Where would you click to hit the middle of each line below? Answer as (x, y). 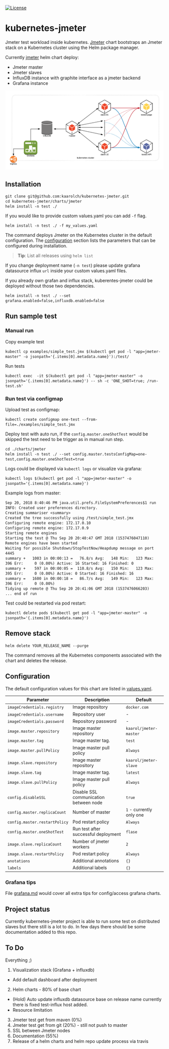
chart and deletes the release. (36, 660)
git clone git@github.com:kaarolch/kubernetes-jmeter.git (67, 196)
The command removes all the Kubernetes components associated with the (83, 655)
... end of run (21, 593)
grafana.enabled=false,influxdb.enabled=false (55, 301)
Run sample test (31, 316)
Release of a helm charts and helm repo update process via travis (80, 1041)
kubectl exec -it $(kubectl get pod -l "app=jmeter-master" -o (74, 376)
